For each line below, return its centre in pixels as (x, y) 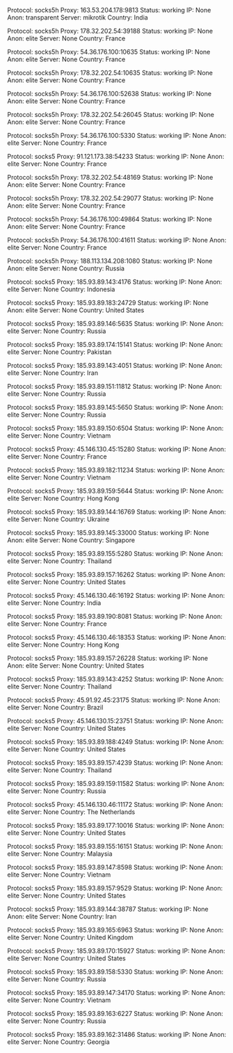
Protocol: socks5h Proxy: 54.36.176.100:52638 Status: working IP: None (110, 94)
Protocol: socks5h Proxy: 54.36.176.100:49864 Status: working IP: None (110, 219)
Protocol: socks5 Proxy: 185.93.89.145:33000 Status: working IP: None (108, 533)
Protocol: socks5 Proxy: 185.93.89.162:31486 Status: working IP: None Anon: (117, 1035)
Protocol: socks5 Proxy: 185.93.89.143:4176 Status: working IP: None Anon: (115, 282)
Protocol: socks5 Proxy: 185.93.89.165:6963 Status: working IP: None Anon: (115, 930)
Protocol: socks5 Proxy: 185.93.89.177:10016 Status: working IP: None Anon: (116, 825)
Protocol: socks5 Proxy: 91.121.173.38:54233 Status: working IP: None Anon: (116, 156)
